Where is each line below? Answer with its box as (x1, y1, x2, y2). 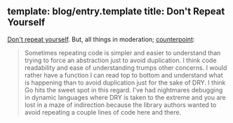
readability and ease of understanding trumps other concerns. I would (24, 63, 227, 72)
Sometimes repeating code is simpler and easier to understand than (24, 48, 221, 57)
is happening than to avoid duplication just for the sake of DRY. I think (24, 78, 226, 87)
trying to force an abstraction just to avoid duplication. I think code (24, 56, 217, 64)
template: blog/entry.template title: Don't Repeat (7, 6, 225, 17)
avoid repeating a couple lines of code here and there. (24, 108, 182, 116)
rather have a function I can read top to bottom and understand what (24, 71, 223, 79)
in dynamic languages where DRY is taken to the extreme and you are (24, 93, 226, 101)
